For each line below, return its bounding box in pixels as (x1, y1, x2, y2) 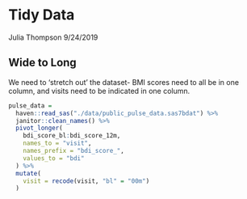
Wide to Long (8, 56, 77, 70)
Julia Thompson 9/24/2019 (8, 32, 98, 42)
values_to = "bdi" (23, 154, 85, 163)
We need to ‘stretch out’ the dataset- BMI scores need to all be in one (8, 77, 240, 87)
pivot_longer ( (15, 124, 63, 133)
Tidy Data (8, 6, 75, 24)
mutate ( (15, 169, 42, 177)
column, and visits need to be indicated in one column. (8, 86, 190, 95)
